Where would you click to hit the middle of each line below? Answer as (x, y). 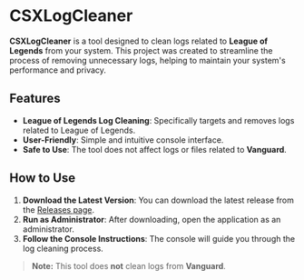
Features (35, 99)
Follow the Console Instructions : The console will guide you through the (159, 238)
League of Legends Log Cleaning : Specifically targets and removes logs (158, 120)
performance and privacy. (58, 70)
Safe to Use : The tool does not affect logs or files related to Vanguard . (155, 149)
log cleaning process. (63, 248)
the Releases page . (59, 209)
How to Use (43, 178)
